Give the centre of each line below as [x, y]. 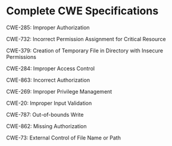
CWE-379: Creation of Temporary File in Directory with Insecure [85, 50]
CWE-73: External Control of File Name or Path [63, 138]
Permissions [21, 57]
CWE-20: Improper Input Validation [49, 103]
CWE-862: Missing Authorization [46, 126]
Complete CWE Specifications [82, 11]
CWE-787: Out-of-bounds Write [45, 114]
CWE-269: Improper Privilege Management [59, 91]
